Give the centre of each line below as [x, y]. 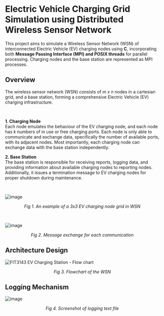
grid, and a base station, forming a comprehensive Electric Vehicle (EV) [77, 97]
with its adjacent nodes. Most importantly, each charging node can [72, 142]
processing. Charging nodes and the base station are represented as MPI [79, 59]
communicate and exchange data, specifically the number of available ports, [82, 137]
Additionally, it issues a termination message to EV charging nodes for [76, 172]
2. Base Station [21, 157]
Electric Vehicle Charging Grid [68, 9]
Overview [20, 80]
